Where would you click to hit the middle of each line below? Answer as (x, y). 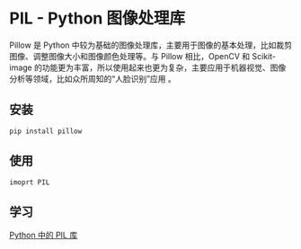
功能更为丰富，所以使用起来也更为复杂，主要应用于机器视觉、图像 (164, 67)
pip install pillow (46, 131)
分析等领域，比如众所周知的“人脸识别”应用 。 (93, 78)
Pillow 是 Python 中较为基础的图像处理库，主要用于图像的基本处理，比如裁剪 (151, 45)
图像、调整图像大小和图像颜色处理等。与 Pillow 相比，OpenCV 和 (130, 56)
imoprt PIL (30, 182)
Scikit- (264, 56)
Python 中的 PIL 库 (44, 236)
